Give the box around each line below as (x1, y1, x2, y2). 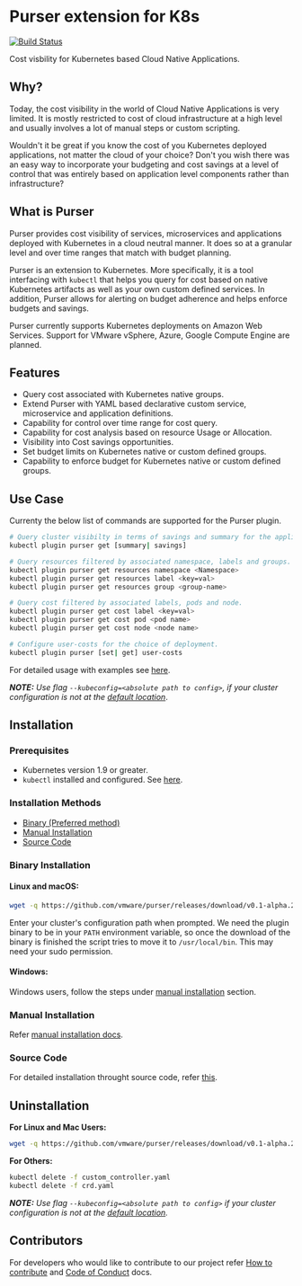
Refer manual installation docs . (9, 1029, 124, 1040)
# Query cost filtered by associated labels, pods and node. (9, 599, 244, 608)
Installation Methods (9, 797, 102, 810)
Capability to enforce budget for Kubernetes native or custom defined (22, 456, 281, 466)
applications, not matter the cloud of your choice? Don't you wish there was (9, 149, 290, 160)
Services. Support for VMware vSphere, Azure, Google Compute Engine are (9, 330, 290, 341)
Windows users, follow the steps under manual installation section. (9, 986, 257, 997)
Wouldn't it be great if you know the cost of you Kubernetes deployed (9, 139, 267, 150)
